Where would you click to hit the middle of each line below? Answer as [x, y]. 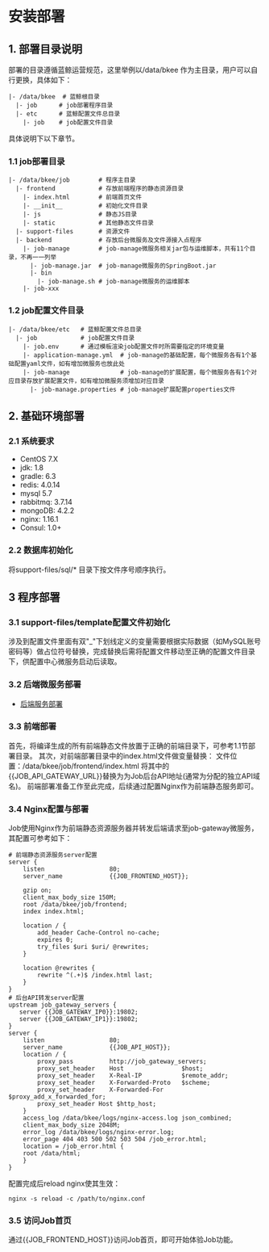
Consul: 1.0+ [41, 528]
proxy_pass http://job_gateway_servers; [122, 1062]
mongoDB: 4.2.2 [47, 510]
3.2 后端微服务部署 [45, 685]
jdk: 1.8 [32, 468]
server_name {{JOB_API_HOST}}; [97, 1048]
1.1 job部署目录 [37, 161]
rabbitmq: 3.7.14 [46, 502]
